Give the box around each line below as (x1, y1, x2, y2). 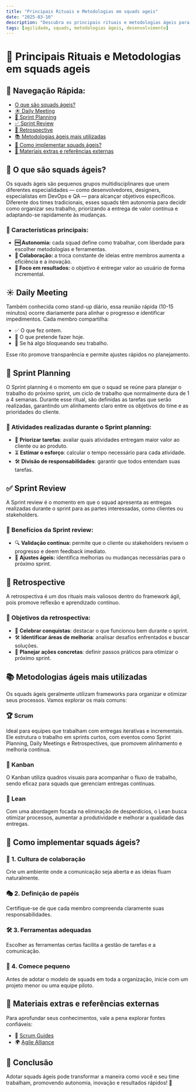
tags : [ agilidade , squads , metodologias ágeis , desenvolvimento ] (6, 25, 169, 31)
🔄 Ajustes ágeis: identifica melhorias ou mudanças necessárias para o (14, 554, 185, 561)
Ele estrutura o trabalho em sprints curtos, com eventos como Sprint (6, 733, 171, 740)
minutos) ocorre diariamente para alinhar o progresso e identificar (6, 310, 166, 317)
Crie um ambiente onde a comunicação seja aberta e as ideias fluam (6, 868, 171, 875)
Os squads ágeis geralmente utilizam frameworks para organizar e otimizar (6, 691, 187, 698)
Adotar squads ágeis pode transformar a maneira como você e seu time (6, 1073, 180, 1080)
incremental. (14, 270, 45, 278)
